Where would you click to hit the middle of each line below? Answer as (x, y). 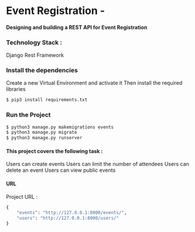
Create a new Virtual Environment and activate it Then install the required (94, 83)
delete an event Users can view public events (61, 170)
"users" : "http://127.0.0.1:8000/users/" (68, 218)
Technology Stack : (34, 42)
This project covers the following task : (54, 151)
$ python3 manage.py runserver (44, 138)
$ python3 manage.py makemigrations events (60, 127)
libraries (16, 89)
